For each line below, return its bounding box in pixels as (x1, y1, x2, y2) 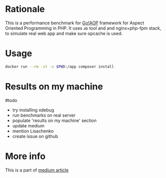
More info (5, 150, 46, 162)
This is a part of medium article (5, 167, 69, 173)
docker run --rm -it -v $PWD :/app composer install (5, 64, 114, 69)
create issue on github (12, 133, 58, 139)
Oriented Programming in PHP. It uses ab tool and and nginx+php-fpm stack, (5, 25, 162, 31)
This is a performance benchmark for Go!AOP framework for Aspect (5, 20, 145, 26)
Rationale (5, 3, 45, 15)
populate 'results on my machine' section (12, 118, 97, 123)
